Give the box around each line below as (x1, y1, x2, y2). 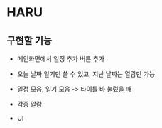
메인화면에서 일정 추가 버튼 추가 (16, 55, 104, 63)
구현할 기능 (6, 34, 53, 46)
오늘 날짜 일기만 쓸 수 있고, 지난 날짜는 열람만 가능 (16, 70, 156, 78)
